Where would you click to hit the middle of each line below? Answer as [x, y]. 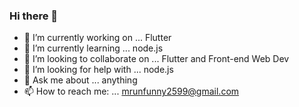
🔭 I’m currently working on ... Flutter [97, 38]
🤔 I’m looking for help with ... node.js [98, 70]
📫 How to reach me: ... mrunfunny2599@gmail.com [131, 91]
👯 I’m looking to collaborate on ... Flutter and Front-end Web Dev [156, 59]
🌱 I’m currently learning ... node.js [93, 48]
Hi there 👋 [34, 16]
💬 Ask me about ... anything [80, 80]
